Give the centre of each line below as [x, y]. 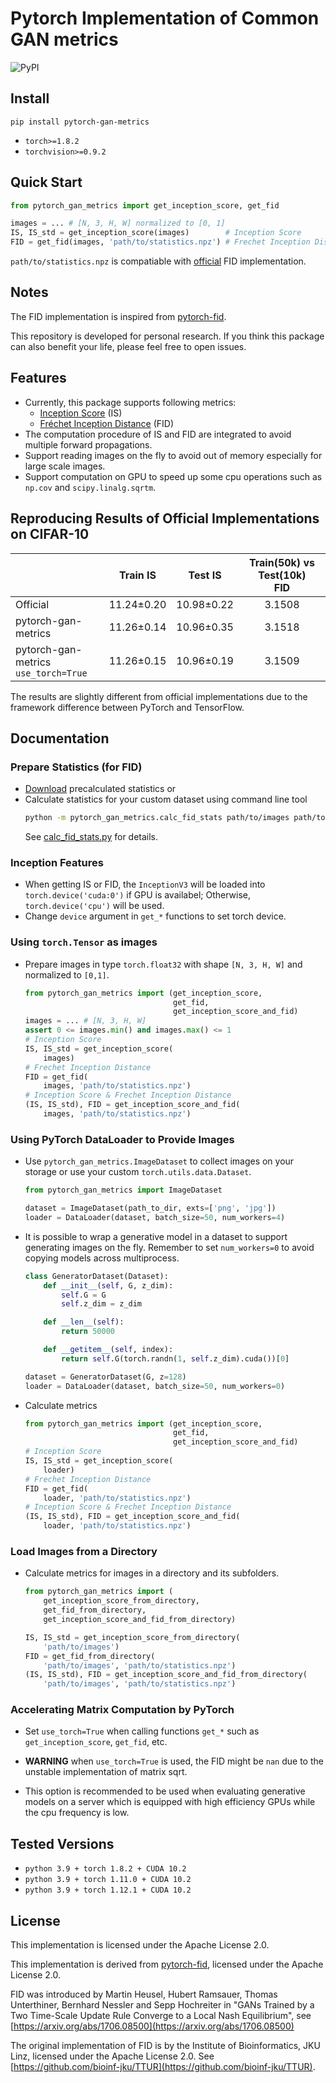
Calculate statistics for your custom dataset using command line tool [166, 799]
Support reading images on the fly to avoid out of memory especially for [173, 455]
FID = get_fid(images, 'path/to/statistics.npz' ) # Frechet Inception [160, 242]
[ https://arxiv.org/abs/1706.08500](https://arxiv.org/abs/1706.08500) [152, 2026]
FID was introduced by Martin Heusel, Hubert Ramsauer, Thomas [144, 1994]
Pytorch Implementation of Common [165, 18]
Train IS [138, 575]
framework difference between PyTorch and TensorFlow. [127, 707]
